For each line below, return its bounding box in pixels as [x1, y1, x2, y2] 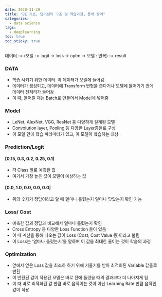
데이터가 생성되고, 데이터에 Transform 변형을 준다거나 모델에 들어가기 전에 [12, 83, 154, 89]
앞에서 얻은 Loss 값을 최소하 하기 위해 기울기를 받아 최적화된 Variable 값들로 [12, 262, 157, 268]
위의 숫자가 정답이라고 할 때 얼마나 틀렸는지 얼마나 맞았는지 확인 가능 [12, 196, 142, 202]
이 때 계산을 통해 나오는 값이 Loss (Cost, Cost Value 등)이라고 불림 [12, 232, 140, 238]
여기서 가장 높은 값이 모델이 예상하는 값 [12, 173, 87, 179]
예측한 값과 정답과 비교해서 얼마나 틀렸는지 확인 [12, 220, 102, 226]
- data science [9, 20, 40, 26]
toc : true [5, 35, 25, 39]
